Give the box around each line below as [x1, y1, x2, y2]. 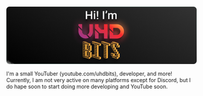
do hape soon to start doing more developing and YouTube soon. [6, 83, 168, 90]
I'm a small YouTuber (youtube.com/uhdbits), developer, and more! [6, 70, 173, 77]
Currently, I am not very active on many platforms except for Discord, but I [6, 76, 191, 83]
